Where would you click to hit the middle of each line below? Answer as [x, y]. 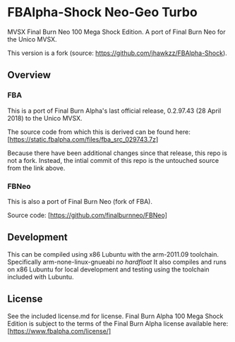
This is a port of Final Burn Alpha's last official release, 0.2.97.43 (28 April [114, 111]
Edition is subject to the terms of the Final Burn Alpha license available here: [118, 323]
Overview [29, 75]
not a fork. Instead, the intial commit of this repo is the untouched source [113, 160]
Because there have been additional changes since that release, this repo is [117, 153]
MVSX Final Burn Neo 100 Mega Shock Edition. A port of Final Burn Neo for [116, 32]
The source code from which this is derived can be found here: [99, 132]
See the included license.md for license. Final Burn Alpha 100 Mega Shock [115, 316]
